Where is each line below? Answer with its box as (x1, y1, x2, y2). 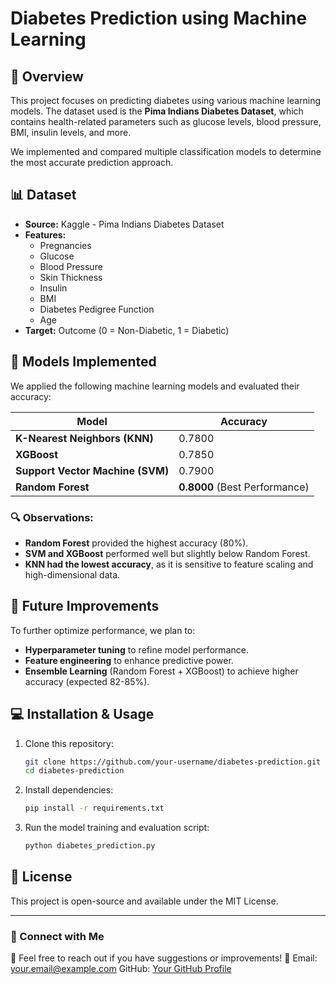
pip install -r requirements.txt (24, 803, 165, 814)
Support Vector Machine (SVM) (15, 463, 170, 477)
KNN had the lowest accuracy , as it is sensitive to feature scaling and (24, 558, 314, 570)
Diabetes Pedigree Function (39, 303, 155, 315)
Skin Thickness (39, 271, 103, 283)
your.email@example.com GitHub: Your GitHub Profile (10, 963, 232, 975)
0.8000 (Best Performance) (178, 480, 310, 494)
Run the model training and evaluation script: (24, 822, 210, 834)
